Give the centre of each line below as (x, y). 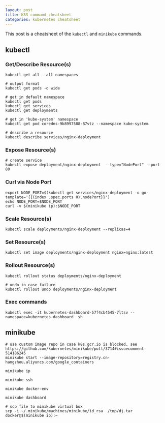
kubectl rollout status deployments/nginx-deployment (63, 276)
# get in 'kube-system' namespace (42, 119)
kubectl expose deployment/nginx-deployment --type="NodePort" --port (82, 165)
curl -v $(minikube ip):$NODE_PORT (43, 206)
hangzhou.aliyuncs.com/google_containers (50, 362)
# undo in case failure (30, 285)
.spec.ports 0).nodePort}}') (79, 197)
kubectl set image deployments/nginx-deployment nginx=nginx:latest (79, 253)
